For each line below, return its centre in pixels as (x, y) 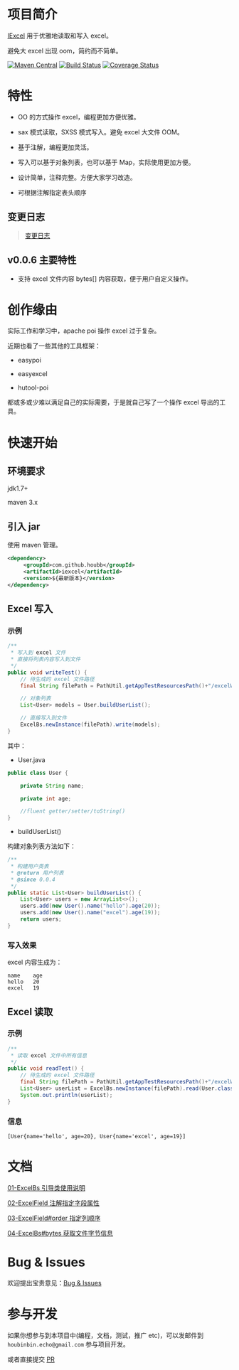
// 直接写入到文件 (44, 718)
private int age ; (46, 798)
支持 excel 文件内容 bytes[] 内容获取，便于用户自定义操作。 (105, 279)
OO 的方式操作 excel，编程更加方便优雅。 (79, 117)
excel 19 (23, 988)
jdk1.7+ (18, 488)
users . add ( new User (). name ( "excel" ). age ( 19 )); (90, 913)
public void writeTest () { (47, 673)
